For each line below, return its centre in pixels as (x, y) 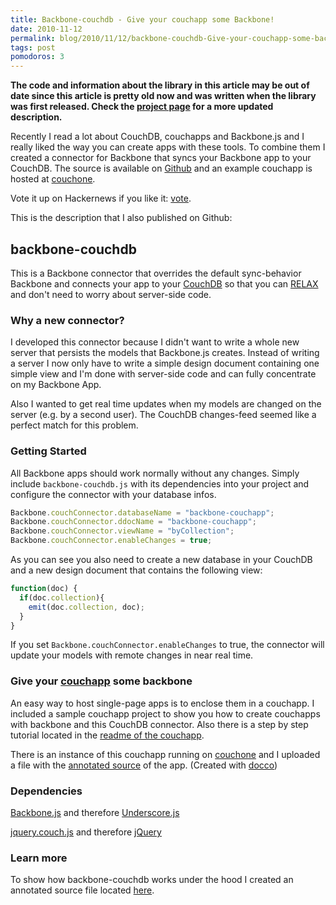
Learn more (39, 858)
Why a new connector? (67, 320)
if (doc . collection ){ (62, 597)
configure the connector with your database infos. (113, 494)
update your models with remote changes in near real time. (132, 655)
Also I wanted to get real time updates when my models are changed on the (166, 404)
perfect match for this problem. (74, 425)
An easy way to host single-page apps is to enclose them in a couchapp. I (162, 703)
